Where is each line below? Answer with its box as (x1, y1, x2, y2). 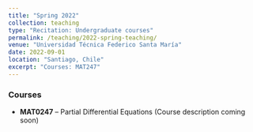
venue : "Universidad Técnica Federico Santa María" (8, 41, 182, 49)
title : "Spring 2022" (8, 11, 80, 20)
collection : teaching (8, 19, 80, 27)
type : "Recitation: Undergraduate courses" (8, 26, 154, 34)
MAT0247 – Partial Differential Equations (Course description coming (19, 107, 246, 117)
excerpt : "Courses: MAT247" (8, 63, 101, 71)
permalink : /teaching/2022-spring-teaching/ (8, 33, 157, 42)
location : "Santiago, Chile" (8, 56, 104, 64)
